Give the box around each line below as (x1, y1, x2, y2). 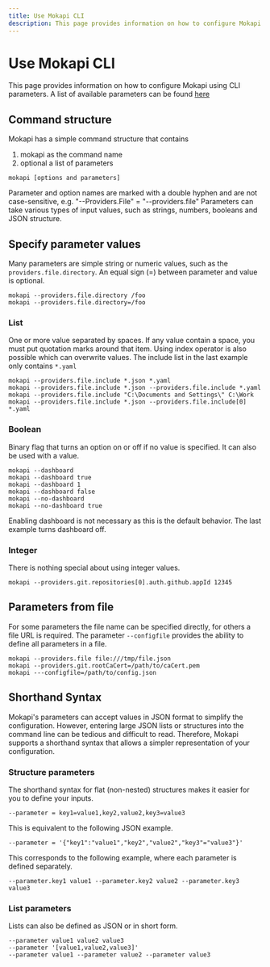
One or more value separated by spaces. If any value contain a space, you (8, 336, 255, 345)
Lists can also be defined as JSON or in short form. (8, 921, 179, 931)
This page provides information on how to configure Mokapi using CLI (8, 81, 241, 90)
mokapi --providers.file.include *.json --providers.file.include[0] (8, 398, 247, 406)
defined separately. (8, 861, 73, 871)
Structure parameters (8, 766, 95, 777)
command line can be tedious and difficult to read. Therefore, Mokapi (8, 729, 239, 739)
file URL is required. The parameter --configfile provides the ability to (8, 630, 244, 640)
